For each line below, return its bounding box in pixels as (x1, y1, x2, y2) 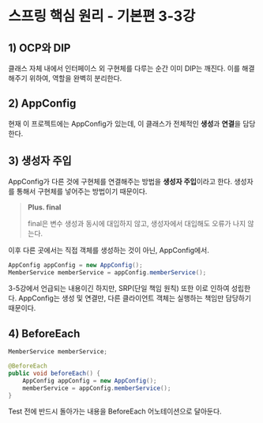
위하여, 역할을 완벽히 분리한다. (28, 74, 122, 83)
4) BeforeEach (8, 327, 81, 340)
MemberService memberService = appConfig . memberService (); (8, 268, 207, 277)
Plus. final (27, 202, 62, 212)
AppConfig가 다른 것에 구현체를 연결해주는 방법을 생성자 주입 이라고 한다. (8, 176, 233, 186)
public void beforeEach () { (8, 369, 101, 377)
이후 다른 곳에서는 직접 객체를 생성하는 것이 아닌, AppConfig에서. (8, 245, 209, 255)
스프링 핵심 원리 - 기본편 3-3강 (8, 7, 196, 25)
